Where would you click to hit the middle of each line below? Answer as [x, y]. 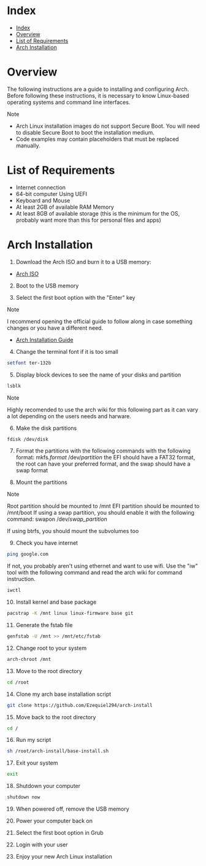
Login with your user [42, 845]
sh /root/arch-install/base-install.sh [58, 751]
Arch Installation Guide [44, 340]
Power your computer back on [54, 821]
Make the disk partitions [46, 428]
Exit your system [37, 763]
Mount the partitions [41, 482]
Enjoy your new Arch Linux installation [64, 856]
